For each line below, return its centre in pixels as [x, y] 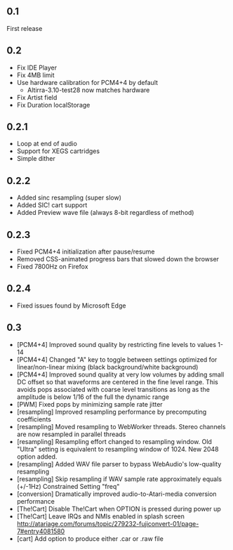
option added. [37, 457]
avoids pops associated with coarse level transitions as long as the [113, 389]
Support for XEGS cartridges [58, 151]
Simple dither [36, 159]
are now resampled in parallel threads [71, 434]
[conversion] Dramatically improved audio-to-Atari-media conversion [116, 494]
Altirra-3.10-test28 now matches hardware [88, 90]
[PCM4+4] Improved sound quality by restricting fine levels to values [116, 344]
